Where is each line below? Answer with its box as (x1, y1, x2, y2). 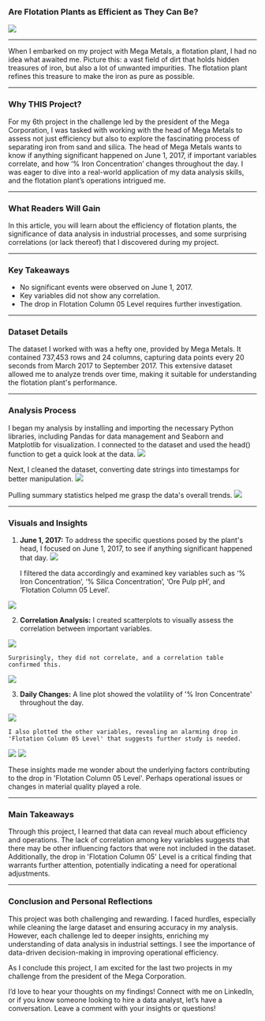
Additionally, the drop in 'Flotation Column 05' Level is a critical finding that (8, 852, 252, 861)
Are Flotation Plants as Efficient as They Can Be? (8, 6, 199, 17)
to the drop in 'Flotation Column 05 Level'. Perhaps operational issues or (8, 774, 243, 783)
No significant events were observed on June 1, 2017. (19, 283, 193, 292)
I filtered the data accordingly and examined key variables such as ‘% (19, 568, 246, 578)
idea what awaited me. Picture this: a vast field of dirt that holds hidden (8, 55, 240, 65)
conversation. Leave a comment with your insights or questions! (8, 1003, 216, 1013)
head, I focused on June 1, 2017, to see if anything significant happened (19, 544, 252, 553)
